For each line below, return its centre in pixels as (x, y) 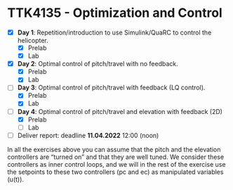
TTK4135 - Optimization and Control (115, 13)
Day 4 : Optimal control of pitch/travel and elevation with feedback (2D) (120, 111)
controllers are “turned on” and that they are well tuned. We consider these (116, 157)
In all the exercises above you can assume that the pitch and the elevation (114, 149)
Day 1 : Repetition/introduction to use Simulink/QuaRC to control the (114, 32)
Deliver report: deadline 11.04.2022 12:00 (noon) (88, 135)
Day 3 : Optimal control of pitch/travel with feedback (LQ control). (111, 88)
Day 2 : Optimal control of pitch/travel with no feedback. (98, 64)
